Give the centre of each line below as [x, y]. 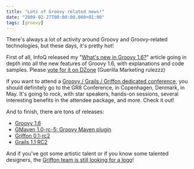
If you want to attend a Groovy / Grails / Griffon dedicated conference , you [97, 81]
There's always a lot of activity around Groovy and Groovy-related [87, 40]
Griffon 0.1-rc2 [32, 136]
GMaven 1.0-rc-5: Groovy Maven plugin [63, 130]
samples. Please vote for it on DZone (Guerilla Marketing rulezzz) [86, 70]
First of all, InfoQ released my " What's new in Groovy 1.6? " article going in [96, 58]
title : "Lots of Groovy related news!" [55, 12]
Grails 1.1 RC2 [31, 142]
